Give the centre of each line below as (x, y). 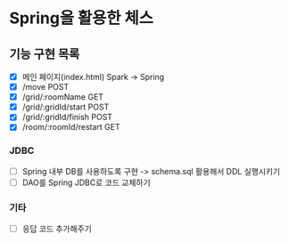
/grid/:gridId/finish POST (67, 117)
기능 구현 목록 (45, 54)
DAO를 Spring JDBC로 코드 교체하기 (86, 182)
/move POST (45, 87)
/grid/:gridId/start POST (66, 107)
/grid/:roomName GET (63, 97)
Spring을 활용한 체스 (82, 18)
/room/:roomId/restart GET (71, 127)
